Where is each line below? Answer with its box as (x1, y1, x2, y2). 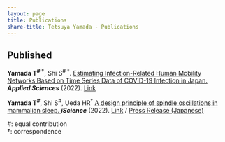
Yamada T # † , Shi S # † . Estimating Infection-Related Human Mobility (7, 68, 202, 77)
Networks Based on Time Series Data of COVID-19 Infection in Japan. (7, 76, 208, 85)
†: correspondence (7, 127, 61, 135)
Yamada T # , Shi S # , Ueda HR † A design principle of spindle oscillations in (7, 97, 218, 107)
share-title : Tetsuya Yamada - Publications (7, 23, 139, 30)
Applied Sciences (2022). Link (7, 83, 96, 92)
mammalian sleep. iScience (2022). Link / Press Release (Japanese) (7, 106, 204, 114)
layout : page (7, 10, 45, 17)
